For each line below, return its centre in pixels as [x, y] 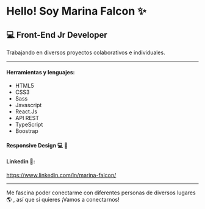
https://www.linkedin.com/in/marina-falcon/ [61, 175]
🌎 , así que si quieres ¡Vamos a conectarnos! [63, 200]
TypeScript [29, 125]
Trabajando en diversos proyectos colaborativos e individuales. [86, 52]
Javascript [28, 105]
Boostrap [27, 131]
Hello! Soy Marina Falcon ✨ [76, 11]
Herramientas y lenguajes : [41, 72]
